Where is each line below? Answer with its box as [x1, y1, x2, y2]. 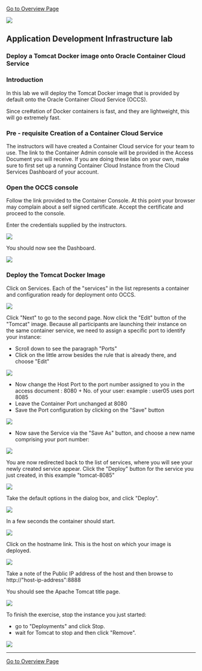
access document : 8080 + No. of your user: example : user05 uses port [14, 387, 195, 394]
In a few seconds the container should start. [6, 517, 115, 525]
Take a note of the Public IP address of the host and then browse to [6, 570, 173, 577]
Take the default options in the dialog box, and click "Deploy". [6, 494, 159, 502]
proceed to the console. [6, 210, 66, 217]
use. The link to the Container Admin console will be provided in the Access [6, 149, 194, 156]
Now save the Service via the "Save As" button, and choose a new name [14, 429, 195, 436]
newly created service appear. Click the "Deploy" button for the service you [6, 465, 194, 472]
